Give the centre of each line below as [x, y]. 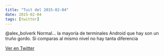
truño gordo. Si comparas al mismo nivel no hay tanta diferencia [72, 38]
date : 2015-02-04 [23, 14]
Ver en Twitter [20, 48]
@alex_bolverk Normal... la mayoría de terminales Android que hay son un [82, 33]
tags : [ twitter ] [22, 19]
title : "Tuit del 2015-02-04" [37, 10]
